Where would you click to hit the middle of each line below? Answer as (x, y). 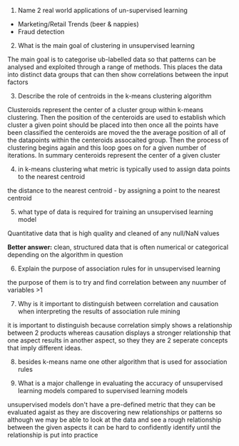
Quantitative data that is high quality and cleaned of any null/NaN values (113, 233)
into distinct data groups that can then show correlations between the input (118, 75)
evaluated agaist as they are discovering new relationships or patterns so (115, 412)
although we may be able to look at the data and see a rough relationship (115, 420)
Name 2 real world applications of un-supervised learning (102, 10)
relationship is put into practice (53, 435)
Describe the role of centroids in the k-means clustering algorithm (115, 96)
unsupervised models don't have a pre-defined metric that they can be (112, 405)
